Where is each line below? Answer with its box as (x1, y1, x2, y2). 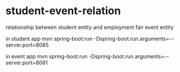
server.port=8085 (5, 41, 49, 48)
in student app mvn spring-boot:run (5, 35, 93, 42)
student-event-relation (5, 4, 121, 18)
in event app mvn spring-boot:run (5, 53, 88, 60)
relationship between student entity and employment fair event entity (5, 24, 174, 31)
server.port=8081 (5, 59, 48, 66)
